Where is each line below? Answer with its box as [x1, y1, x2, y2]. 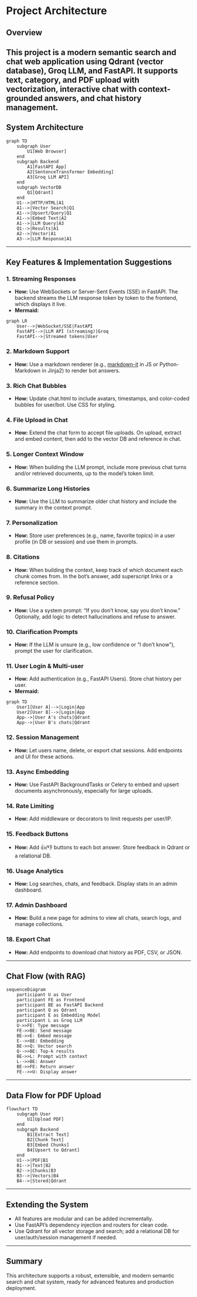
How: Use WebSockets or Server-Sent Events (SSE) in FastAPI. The [14, 288, 178, 295]
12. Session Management [6, 733, 79, 742]
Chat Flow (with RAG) [6, 971, 86, 981]
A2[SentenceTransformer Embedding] [27, 169, 114, 175]
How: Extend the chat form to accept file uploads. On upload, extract [14, 429, 182, 436]
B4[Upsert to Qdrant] [27, 1147, 80, 1153]
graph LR [6, 319, 28, 324]
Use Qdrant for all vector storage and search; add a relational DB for [14, 1227, 180, 1235]
